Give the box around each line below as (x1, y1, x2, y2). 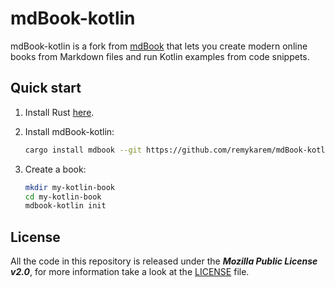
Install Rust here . (24, 106, 95, 118)
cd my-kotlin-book (24, 192, 102, 202)
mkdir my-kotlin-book (24, 182, 115, 192)
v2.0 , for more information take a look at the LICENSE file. (10, 266, 250, 278)
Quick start (10, 80, 82, 97)
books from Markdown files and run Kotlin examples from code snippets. (10, 50, 310, 62)
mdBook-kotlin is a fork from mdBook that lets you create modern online (10, 40, 308, 52)
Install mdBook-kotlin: (24, 125, 115, 137)
